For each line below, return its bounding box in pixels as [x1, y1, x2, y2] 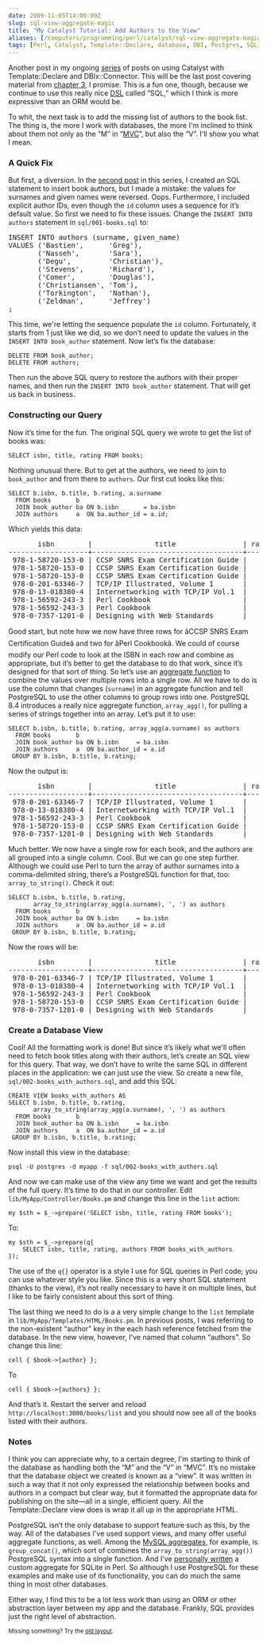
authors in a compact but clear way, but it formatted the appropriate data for [8, 1488, 258, 1497]
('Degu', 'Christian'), [37, 257, 164, 266]
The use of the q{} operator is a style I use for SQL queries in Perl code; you [8, 1266, 258, 1276]
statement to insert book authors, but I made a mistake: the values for [8, 184, 236, 193]
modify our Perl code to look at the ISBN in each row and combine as [8, 650, 234, 659]
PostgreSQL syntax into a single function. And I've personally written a [8, 1554, 239, 1563]
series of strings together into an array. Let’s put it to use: [8, 709, 196, 718]
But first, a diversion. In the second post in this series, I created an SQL [8, 176, 241, 185]
